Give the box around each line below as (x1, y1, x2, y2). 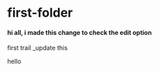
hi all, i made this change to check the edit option (7, 28, 152, 36)
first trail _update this (7, 44, 68, 52)
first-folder (7, 5, 73, 21)
